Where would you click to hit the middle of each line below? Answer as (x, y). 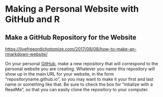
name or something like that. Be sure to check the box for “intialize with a (79, 84)
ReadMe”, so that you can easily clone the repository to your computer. (77, 89)
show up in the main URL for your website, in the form (60, 74)
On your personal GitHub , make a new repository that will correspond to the (82, 64)
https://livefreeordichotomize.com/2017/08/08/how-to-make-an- (71, 49)
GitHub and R (32, 19)
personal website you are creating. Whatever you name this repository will (80, 69)
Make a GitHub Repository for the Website (71, 37)
